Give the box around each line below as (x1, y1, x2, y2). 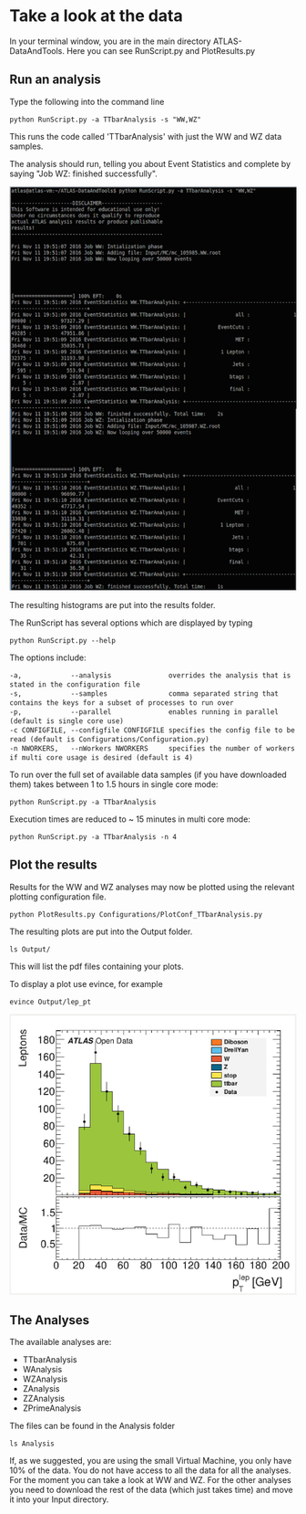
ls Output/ (9, 944, 51, 954)
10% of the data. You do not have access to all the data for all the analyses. (9, 1465, 291, 1476)
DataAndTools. (9, 45, 66, 56)
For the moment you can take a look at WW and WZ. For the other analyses (9, 1475, 291, 1486)
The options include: (9, 652, 87, 663)
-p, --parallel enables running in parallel (9, 707, 280, 717)
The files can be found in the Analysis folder (9, 1421, 176, 1432)
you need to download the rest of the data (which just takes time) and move (9, 1485, 293, 1496)
